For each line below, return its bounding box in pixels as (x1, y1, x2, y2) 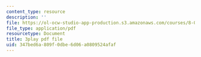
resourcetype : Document (6, 31, 66, 37)
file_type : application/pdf (6, 25, 77, 31)
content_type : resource (6, 8, 66, 15)
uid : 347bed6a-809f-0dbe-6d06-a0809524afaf (6, 42, 117, 48)
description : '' (6, 14, 47, 20)
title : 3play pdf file (6, 36, 63, 42)
